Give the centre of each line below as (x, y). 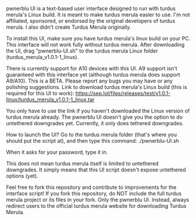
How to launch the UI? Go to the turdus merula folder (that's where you (92, 135)
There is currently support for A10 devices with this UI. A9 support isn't (92, 68)
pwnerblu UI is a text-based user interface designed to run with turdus (91, 8)
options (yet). (22, 176)
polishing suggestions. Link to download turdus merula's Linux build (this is (97, 87)
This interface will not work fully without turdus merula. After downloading (95, 44)
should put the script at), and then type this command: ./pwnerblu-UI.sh (93, 141)
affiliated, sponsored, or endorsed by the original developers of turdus (91, 21)
